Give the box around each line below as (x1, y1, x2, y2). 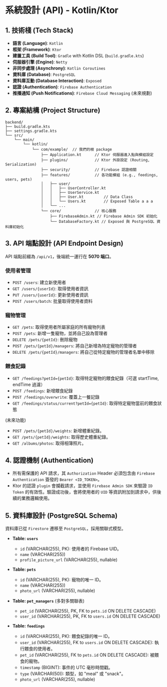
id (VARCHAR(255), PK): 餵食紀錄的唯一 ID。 (19, 633, 112, 640)
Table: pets (12, 567, 36, 573)
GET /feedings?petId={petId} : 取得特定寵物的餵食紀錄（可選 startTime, (12, 375, 159, 381)
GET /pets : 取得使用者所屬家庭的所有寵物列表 (12, 324, 106, 330)
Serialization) (5, 162, 37, 167)
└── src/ (5, 133, 23, 138)
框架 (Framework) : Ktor (12, 46, 61, 52)
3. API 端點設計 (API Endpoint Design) (5, 239, 123, 248)
